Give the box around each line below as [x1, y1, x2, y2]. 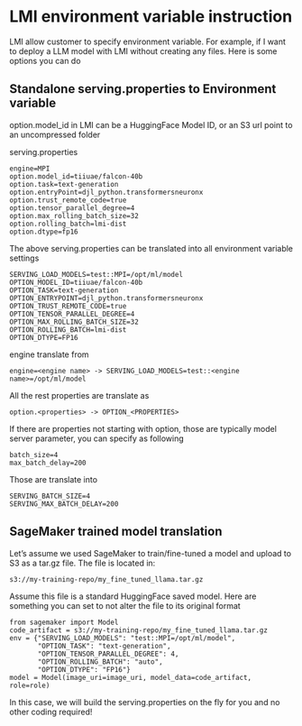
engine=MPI [9, 164, 50, 173]
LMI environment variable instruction [9, 6, 293, 27]
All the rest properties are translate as [9, 390, 150, 400]
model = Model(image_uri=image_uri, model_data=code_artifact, [9, 673, 252, 682]
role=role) [9, 681, 50, 690]
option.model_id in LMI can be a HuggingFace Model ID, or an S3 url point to [9, 119, 293, 130]
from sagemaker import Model [9, 618, 119, 627]
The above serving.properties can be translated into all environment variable [9, 243, 294, 253]
